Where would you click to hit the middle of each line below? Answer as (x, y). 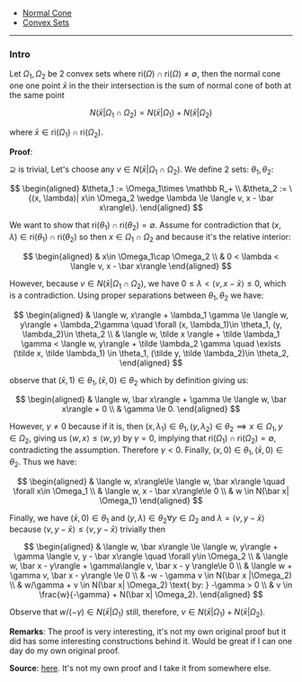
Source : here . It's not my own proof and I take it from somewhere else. (140, 669)
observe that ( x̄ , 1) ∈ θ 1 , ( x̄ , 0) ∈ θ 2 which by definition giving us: (129, 381)
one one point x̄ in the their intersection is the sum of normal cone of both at (151, 85)
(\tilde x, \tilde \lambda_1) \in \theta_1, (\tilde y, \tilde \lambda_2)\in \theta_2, (151, 353)
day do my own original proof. (65, 651)
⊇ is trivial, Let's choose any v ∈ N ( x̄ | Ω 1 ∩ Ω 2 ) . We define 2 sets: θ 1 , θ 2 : (142, 170)
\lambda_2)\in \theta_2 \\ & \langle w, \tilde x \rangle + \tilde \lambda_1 (151, 334)
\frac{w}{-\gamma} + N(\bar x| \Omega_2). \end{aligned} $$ (151, 595)
